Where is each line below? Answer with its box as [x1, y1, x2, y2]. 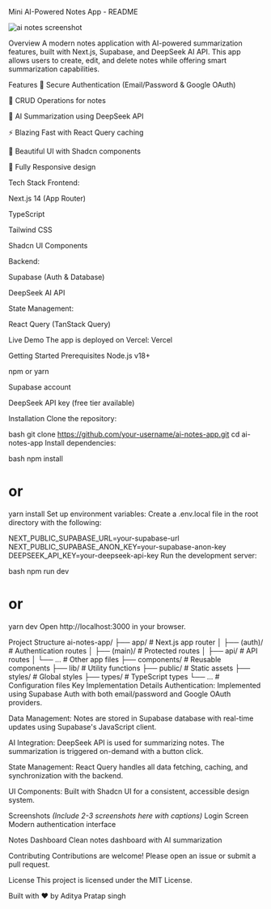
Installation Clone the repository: [8, 414, 117, 423]
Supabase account [8, 382, 71, 392]
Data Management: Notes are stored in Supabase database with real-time [8, 713, 254, 723]
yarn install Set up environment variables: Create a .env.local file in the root [8, 509, 259, 519]
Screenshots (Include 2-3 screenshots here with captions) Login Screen [8, 811, 249, 821]
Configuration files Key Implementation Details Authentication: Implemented [8, 680, 261, 690]
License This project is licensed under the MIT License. [8, 875, 193, 885]
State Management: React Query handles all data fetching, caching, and [8, 762, 248, 772]
